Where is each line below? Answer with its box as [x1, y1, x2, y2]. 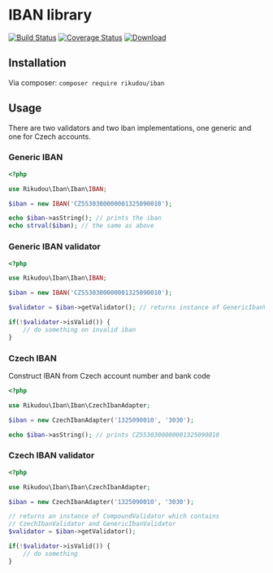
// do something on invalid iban [23, 325, 136, 334]
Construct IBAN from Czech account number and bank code [8, 371, 211, 380]
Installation [8, 56, 67, 70]
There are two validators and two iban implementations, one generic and [8, 123, 252, 132]
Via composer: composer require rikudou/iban [8, 77, 165, 87]
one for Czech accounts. [8, 132, 91, 141]
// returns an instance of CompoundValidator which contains [8, 512, 220, 521]
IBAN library [8, 6, 93, 24]
